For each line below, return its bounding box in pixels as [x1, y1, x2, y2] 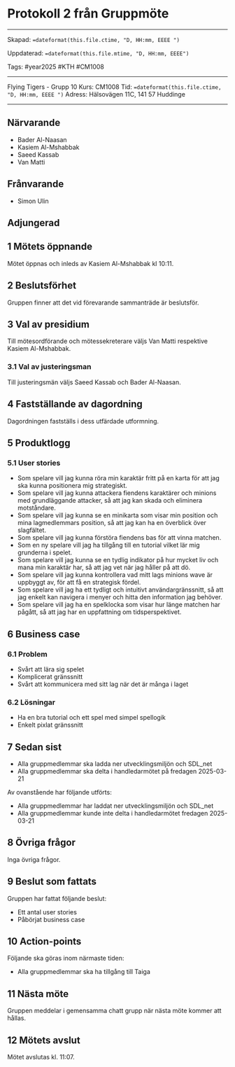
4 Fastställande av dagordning [7, 398, 143, 410]
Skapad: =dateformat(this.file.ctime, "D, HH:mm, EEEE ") [7, 35, 180, 43]
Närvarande [7, 117, 61, 129]
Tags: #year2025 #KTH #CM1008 [7, 62, 105, 71]
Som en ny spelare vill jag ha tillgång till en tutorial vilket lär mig [17, 541, 201, 550]
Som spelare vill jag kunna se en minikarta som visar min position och [17, 511, 218, 519]
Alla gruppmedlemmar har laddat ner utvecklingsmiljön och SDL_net [17, 801, 214, 810]
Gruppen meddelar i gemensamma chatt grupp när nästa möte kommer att [7, 1007, 222, 1015]
